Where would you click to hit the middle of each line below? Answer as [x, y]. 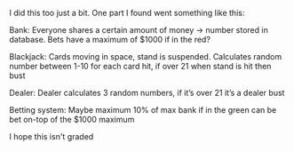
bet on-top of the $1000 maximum [72, 119]
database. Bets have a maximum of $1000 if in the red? [110, 40]
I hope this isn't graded [52, 136]
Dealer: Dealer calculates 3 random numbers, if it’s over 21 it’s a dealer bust [147, 93]
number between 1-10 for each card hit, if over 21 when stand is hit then [140, 66]
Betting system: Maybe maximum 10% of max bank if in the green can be [143, 110]
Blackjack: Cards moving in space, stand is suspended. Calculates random [146, 56]
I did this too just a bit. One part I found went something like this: [127, 13]
